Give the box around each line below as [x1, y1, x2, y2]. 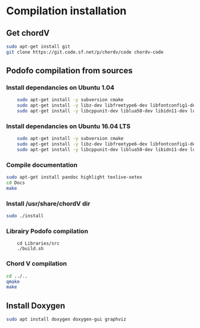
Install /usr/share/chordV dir [6, 199, 90, 208]
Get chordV [6, 28, 50, 38]
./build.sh [17, 246, 44, 252]
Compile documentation [6, 161, 78, 169]
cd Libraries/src [17, 240, 60, 246]
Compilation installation [6, 4, 127, 18]
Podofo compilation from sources [6, 65, 133, 76]
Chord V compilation [6, 260, 67, 268]
